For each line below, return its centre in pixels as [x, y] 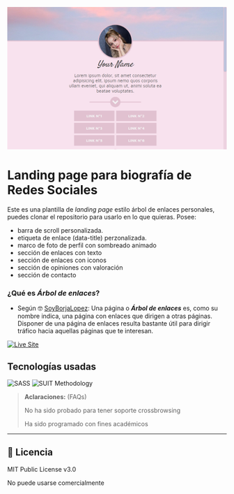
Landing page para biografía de [100, 175]
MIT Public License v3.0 [42, 469]
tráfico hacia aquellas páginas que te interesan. [85, 331]
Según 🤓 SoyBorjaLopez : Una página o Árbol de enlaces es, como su [117, 308]
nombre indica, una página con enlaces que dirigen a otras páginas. [115, 316]
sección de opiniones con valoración [70, 267]
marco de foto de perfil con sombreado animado [87, 245]
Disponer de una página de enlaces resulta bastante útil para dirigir [114, 324]
